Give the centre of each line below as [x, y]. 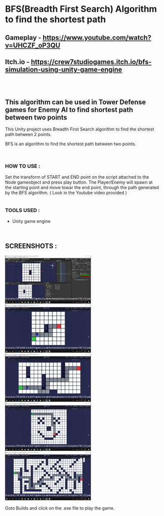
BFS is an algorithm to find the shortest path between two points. [70, 144]
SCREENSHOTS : [31, 246]
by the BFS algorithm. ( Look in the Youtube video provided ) [66, 192]
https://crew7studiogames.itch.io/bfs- [91, 62]
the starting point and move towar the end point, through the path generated [82, 187]
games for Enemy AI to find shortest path [69, 110]
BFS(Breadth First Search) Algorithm [81, 9]
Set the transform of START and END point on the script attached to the [77, 177]
